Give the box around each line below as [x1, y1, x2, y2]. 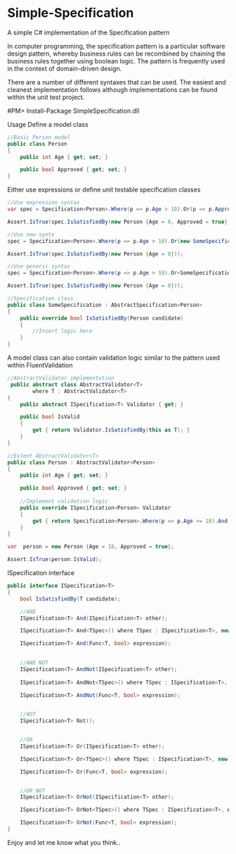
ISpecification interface [7, 569, 75, 577]
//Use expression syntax [7, 199, 80, 206]
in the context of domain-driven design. [7, 64, 122, 73]
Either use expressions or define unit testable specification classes [7, 185, 201, 194]
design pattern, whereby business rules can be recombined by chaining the [7, 49, 226, 58]
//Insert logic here [32, 327, 93, 335]
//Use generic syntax [7, 263, 71, 270]
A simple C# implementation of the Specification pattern [7, 28, 170, 37]
